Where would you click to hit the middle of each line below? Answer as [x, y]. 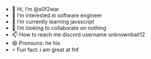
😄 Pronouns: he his [36, 43]
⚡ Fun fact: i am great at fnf [45, 50]
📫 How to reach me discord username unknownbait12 [78, 35]
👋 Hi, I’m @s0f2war [35, 9]
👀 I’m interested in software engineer [57, 15]
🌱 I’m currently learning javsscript [53, 22]
